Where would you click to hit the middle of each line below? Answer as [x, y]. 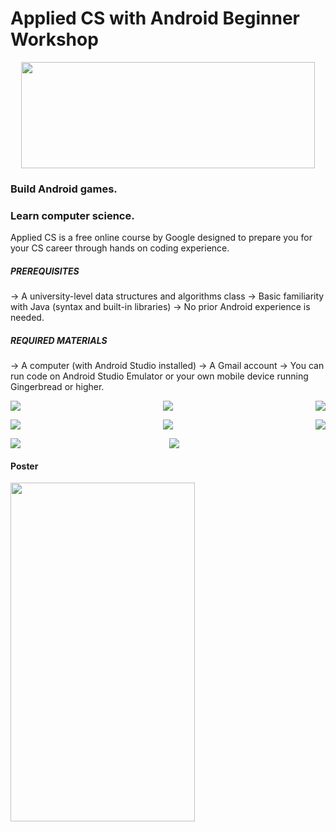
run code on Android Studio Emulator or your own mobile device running [159, 376]
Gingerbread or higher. [57, 387]
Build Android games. [64, 189]
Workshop [54, 39]
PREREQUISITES [45, 271]
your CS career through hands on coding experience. [120, 248]
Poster [24, 466]
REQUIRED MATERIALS [59, 340]
